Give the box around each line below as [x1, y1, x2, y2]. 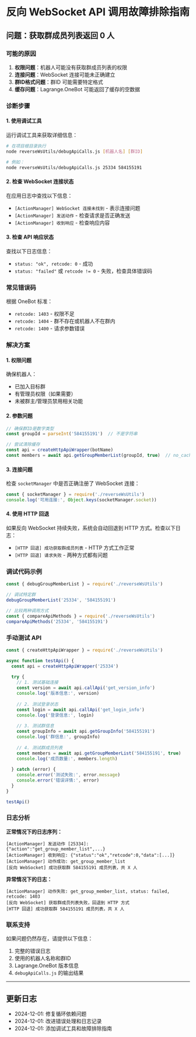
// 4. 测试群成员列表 [16, 745, 63, 750]
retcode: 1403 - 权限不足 [14, 311, 75, 318]
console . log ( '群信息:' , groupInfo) [16, 734, 100, 740]
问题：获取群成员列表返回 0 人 [6, 30, 115, 40]
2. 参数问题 [6, 412, 33, 419]
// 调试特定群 [6, 592, 36, 598]
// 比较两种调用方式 [6, 608, 49, 614]
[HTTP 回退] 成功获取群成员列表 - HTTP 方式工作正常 [14, 545, 135, 552]
